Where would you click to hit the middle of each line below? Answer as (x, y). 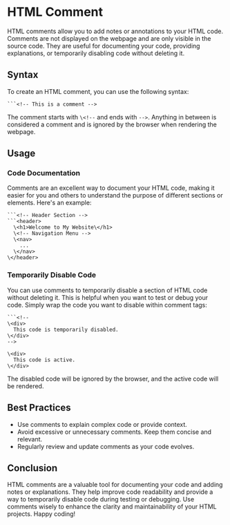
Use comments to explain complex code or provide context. (102, 424)
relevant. (30, 439)
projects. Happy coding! (41, 514)
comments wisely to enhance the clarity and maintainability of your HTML (112, 507)
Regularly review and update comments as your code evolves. (106, 446)
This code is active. (45, 360)
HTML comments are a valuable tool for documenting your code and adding (115, 485)
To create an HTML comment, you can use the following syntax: (98, 91)
